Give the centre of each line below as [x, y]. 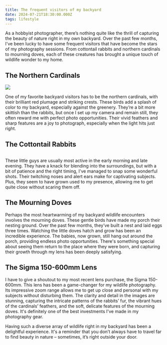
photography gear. [24, 317]
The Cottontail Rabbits [41, 144]
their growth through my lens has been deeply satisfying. [64, 252]
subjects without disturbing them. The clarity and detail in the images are [80, 295]
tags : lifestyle [22, 19]
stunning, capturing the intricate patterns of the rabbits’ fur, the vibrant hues [83, 301]
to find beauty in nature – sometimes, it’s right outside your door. [72, 337]
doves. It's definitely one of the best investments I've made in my [72, 311]
